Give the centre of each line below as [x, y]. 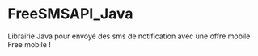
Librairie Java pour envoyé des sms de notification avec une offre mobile [129, 36]
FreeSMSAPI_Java [70, 14]
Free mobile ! [30, 44]
